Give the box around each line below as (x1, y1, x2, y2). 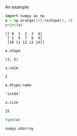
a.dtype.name (5, 83, 32, 88)
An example (5, 4, 29, 10)
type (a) (5, 118, 21, 122)
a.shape (5, 48, 21, 53)
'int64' (5, 92, 21, 97)
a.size (5, 100, 19, 105)
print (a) (5, 22, 23, 27)
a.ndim (5, 66, 19, 70)
